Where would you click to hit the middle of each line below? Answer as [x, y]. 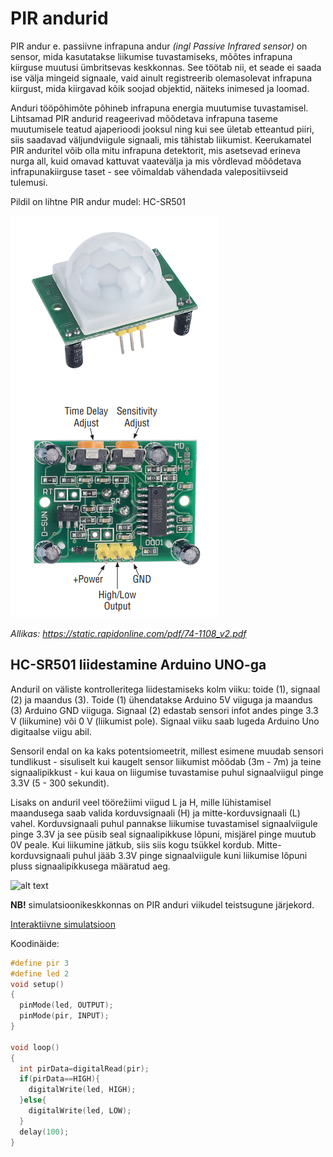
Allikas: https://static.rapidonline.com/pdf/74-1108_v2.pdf [128, 633]
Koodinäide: [35, 943]
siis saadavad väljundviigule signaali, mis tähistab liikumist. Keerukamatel [161, 139]
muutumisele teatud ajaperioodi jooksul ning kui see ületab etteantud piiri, [162, 129]
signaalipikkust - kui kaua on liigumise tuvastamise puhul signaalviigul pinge [167, 772]
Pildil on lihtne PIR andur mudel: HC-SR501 [98, 201]
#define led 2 [40, 973]
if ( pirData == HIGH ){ [60, 1079]
